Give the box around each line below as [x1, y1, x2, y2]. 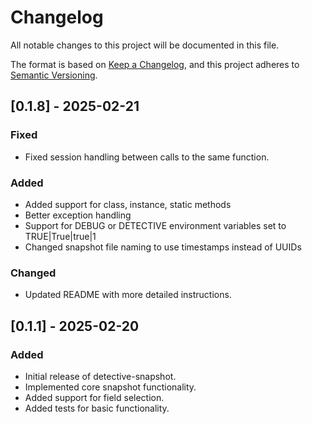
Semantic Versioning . [10, 69, 98, 81]
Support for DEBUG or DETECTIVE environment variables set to [24, 219, 287, 231]
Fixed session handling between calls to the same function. [24, 151, 270, 163]
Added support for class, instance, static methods [24, 198, 232, 210]
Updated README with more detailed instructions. [24, 289, 232, 301]
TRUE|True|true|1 [24, 230, 97, 242]
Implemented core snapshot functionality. [24, 381, 197, 393]
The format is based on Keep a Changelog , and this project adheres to [10, 58, 300, 70]
